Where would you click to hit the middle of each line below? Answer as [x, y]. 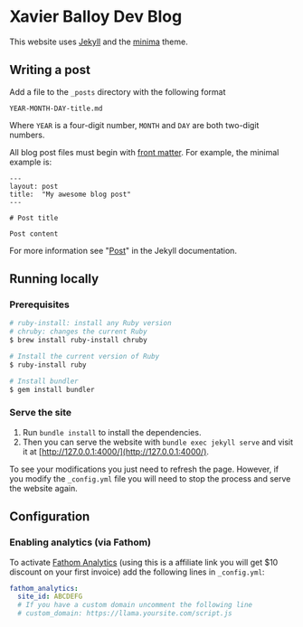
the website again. [44, 488]
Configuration [50, 517]
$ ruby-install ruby [48, 365]
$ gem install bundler [52, 389]
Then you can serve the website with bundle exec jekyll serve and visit [158, 442]
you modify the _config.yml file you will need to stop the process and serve [150, 478]
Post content [34, 234]
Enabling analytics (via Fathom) [80, 542]
